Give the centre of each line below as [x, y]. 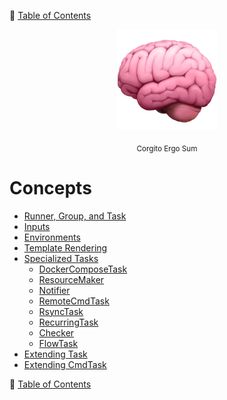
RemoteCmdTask [74, 301]
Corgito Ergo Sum [167, 148]
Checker [56, 332]
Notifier [54, 290]
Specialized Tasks [61, 258]
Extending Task [55, 354]
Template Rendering [65, 247]
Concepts [50, 187]
